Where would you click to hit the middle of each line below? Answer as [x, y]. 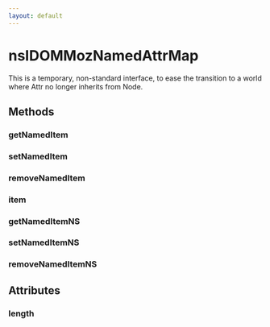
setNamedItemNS [44, 242]
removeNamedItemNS [53, 264]
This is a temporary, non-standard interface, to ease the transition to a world [135, 78]
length [21, 313]
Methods [31, 112]
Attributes [34, 290]
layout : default [35, 16]
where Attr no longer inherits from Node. [76, 86]
